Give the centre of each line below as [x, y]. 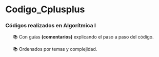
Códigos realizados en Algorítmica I [51, 26]
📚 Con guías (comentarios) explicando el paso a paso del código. [83, 37]
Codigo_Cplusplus [45, 9]
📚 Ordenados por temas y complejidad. [55, 49]
